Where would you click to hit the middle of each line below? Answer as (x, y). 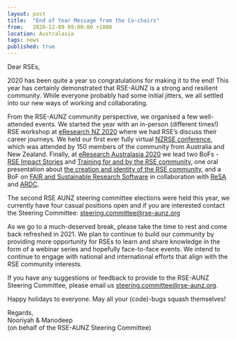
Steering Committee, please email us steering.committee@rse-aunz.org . (112, 285)
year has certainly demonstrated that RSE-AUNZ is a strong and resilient (112, 88)
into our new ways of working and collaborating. (78, 103)
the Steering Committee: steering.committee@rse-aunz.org (94, 213)
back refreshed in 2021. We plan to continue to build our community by (111, 234)
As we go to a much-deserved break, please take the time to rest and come (117, 226)
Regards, (21, 313)
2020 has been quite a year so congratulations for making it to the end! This (118, 81)
